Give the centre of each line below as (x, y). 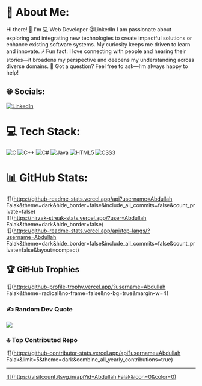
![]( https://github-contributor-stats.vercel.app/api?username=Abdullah (93, 353)
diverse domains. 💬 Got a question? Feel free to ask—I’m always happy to (97, 66)
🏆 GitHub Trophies (43, 269)
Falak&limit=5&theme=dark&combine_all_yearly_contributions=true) (90, 360)
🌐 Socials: (26, 92)
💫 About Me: (38, 12)
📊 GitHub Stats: (47, 178)
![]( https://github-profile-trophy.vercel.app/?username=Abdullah (86, 287)
